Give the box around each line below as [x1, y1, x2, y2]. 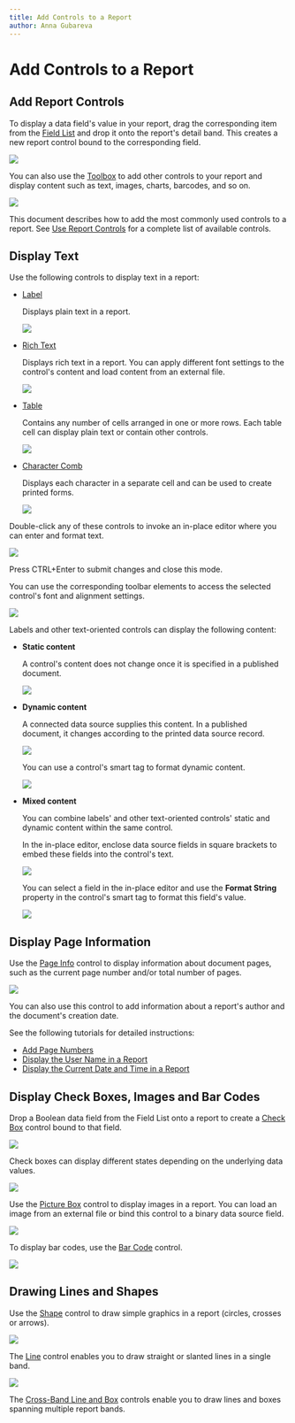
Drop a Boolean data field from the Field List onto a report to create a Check [9, 1112, 285, 1123]
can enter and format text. [9, 530, 104, 541]
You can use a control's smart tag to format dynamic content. [21, 762, 246, 773]
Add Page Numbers [21, 1045, 95, 1056]
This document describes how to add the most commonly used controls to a [9, 213, 287, 224]
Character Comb [21, 461, 83, 472]
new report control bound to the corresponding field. [9, 136, 201, 147]
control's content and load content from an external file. [21, 366, 225, 377]
